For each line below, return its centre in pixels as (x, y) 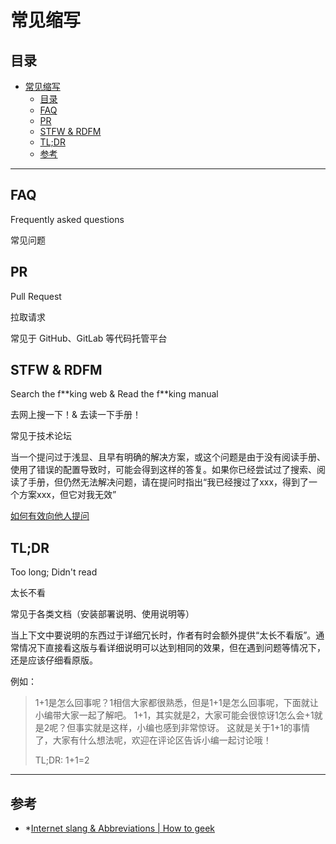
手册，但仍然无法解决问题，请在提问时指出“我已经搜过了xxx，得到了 (168, 482)
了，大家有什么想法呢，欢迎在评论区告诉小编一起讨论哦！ (153, 740)
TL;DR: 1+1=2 (62, 760)
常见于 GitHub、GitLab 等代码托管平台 (89, 338)
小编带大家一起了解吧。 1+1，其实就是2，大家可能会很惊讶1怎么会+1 (174, 715)
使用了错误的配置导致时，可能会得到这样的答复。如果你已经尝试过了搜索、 (163, 470)
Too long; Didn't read (54, 572)
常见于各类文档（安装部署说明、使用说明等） (102, 614)
